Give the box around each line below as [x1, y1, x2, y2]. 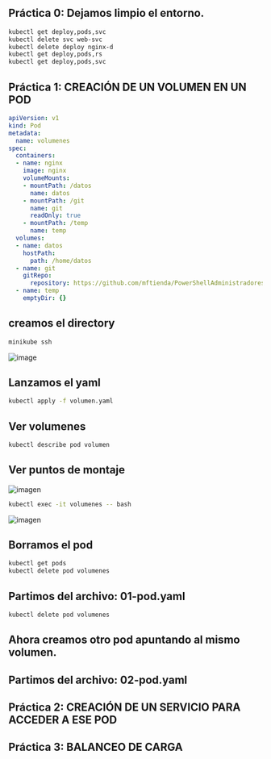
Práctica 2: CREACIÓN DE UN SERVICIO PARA [8, 701, 241, 715]
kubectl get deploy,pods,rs [8, 50, 103, 59]
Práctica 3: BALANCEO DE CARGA [8, 740, 183, 754]
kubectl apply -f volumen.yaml [8, 397, 114, 406]
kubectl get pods [8, 560, 67, 568]
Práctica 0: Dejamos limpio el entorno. [8, 6, 205, 20]
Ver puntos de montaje [8, 463, 125, 477]
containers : [15, 152, 56, 160]
